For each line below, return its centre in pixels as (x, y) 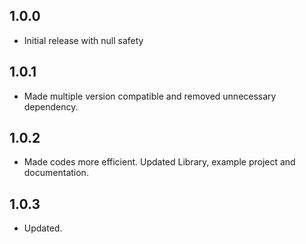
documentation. (56, 173)
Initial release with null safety (83, 40)
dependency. (51, 106)
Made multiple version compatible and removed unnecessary (150, 96)
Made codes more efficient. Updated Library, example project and (159, 162)
